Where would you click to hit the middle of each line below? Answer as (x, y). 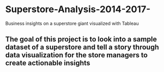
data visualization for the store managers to (76, 55)
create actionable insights (48, 63)
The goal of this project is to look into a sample (81, 39)
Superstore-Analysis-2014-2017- (78, 9)
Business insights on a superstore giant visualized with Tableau (72, 23)
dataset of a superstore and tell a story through (82, 47)
